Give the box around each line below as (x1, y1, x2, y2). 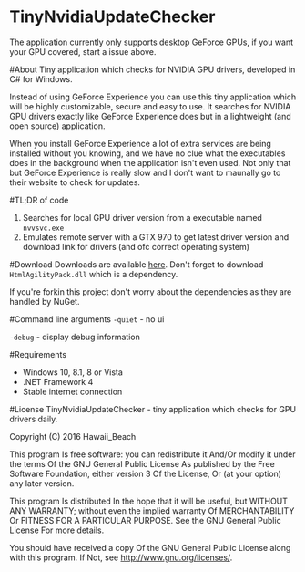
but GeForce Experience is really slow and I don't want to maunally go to (9, 167, 281, 178)
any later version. (9, 477, 75, 489)
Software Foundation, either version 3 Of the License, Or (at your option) (9, 468, 282, 479)
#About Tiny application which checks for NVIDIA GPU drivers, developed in (9, 64, 296, 75)
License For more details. (9, 525, 105, 536)
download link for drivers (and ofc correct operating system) (22, 241, 250, 252)
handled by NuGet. (9, 296, 80, 307)
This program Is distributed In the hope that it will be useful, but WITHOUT (9, 495, 289, 506)
